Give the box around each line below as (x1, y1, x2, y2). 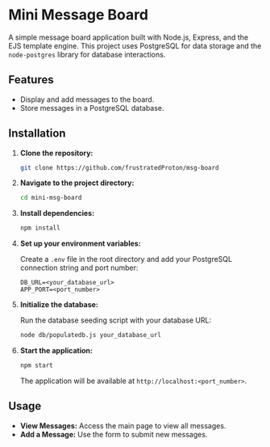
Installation (8, 127, 66, 141)
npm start (19, 361, 54, 369)
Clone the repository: (19, 148, 93, 158)
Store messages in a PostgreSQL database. (19, 103, 164, 112)
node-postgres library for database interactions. (8, 49, 166, 59)
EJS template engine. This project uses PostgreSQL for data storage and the (8, 40, 262, 50)
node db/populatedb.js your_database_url (19, 331, 161, 339)
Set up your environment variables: (19, 238, 141, 248)
